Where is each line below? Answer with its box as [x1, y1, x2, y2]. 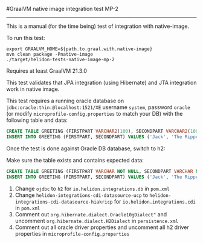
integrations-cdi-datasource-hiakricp [14, 199, 113, 205]
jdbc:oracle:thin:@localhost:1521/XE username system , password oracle [6, 104, 190, 111]
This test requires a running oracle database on [6, 97, 124, 104]
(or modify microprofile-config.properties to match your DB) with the [6, 110, 183, 117]
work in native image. [6, 85, 60, 93]
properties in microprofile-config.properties [14, 230, 130, 237]
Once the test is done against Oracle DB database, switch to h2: [6, 145, 166, 152]
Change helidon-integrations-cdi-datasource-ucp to [14, 191, 149, 199]
